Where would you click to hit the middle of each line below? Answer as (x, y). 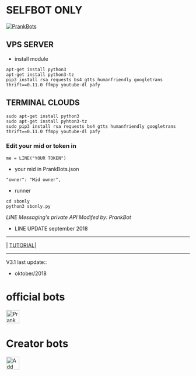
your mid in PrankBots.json (47, 169)
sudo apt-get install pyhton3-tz (47, 121)
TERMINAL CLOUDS (43, 103)
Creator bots (37, 344)
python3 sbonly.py (28, 206)
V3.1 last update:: (27, 262)
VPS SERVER (30, 45)
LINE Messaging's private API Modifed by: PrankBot (69, 217)
